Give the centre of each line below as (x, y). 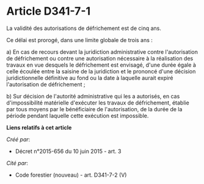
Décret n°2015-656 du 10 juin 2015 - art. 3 (68, 151)
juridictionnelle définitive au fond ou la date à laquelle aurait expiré (90, 78)
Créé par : (18, 139)
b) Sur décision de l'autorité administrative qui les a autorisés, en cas (93, 96)
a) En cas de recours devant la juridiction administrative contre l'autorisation (102, 52)
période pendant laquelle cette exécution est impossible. (78, 116)
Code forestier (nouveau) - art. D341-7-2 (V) (71, 175)
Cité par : (17, 163)
